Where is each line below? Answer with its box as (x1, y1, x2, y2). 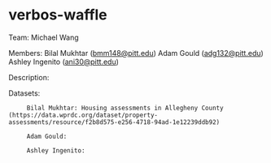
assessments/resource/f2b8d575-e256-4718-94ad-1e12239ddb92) (8, 118, 221, 127)
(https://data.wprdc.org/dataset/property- (8, 111, 159, 119)
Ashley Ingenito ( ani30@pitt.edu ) (8, 57, 120, 66)
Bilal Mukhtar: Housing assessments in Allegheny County (26, 104, 224, 112)
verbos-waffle (8, 6, 107, 24)
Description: (8, 72, 50, 82)
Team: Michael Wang (8, 32, 79, 42)
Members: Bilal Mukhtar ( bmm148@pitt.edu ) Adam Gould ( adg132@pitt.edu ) (8, 48, 264, 58)
